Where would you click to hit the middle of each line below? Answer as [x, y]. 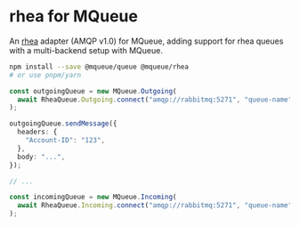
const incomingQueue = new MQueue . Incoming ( [93, 198]
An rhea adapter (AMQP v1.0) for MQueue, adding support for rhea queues [146, 41]
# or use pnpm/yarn [45, 75]
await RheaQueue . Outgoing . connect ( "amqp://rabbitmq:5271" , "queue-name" [155, 100]
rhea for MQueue [73, 16]
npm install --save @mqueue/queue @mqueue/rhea [99, 67]
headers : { [37, 132]
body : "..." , [41, 157]
